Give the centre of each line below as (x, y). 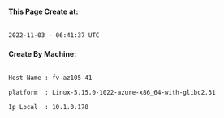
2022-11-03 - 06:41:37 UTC (54, 36)
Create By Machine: (43, 53)
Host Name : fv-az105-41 (50, 78)
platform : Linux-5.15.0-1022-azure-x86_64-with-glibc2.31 (112, 93)
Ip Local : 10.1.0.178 (49, 107)
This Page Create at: (43, 11)
